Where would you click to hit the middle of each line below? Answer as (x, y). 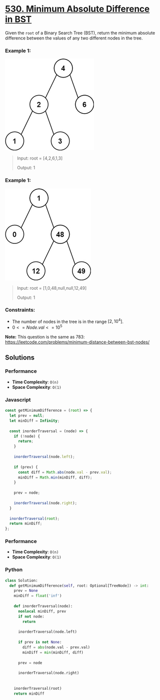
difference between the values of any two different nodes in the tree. (74, 38)
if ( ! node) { (27, 436)
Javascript (18, 400)
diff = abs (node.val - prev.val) (56, 647)
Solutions (20, 357)
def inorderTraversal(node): (43, 606)
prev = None (26, 591)
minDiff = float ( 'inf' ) (38, 596)
